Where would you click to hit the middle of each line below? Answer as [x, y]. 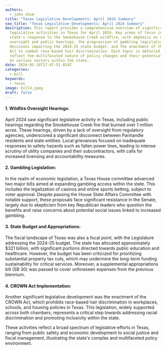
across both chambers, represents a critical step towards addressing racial [81, 313]
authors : [14, 10]
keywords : [15, 79]
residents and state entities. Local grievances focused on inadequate [75, 140]
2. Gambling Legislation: [31, 168]
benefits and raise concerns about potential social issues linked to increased [83, 210]
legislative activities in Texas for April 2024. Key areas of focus [83, 33]
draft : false [19, 93]
